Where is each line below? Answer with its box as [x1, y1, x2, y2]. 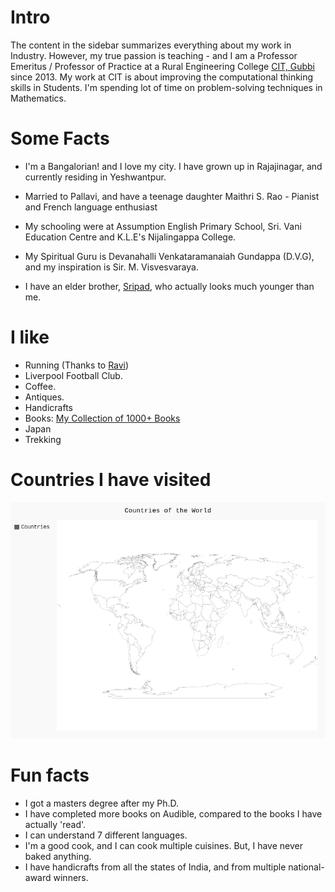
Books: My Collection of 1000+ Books [24, 412, 181, 424]
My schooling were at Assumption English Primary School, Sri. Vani [24, 220, 302, 232]
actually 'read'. [24, 818, 87, 830]
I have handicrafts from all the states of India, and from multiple [24, 861, 287, 873]
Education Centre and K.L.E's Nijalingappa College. [24, 231, 237, 243]
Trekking [24, 433, 62, 445]
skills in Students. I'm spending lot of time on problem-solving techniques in [10, 81, 323, 93]
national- [288, 861, 325, 873]
